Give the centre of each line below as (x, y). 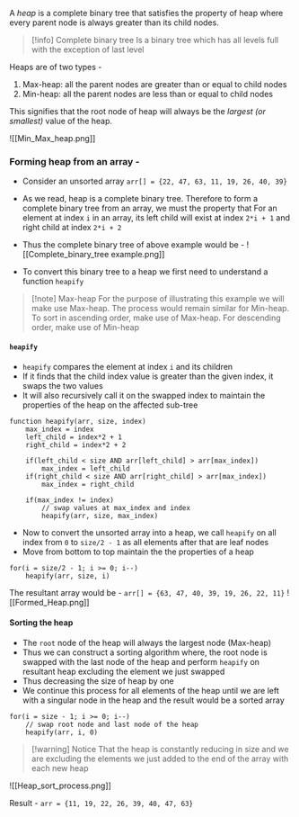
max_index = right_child (88, 484)
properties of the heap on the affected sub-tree (110, 405)
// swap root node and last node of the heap (112, 724)
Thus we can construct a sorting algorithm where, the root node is (145, 652)
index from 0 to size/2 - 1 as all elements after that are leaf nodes (145, 542)
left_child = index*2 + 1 (74, 437)
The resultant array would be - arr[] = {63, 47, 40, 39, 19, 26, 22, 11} (147, 592)
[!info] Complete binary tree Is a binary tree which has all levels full (155, 40)
